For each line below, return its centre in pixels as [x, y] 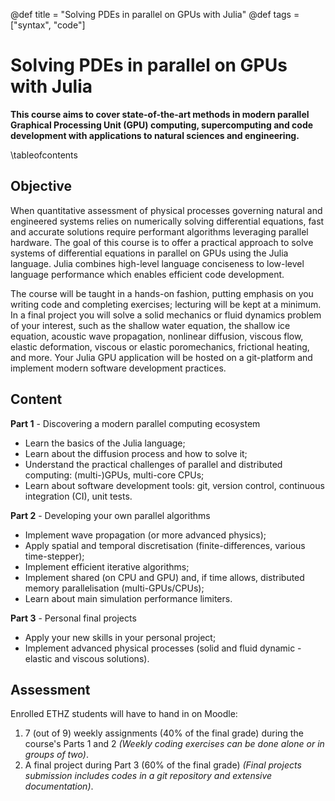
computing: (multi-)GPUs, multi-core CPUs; [114, 475]
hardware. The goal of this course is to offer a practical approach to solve [162, 242]
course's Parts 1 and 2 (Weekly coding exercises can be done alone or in [174, 744]
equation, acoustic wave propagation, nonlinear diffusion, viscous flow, [157, 336]
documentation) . [59, 786]
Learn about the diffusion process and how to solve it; [136, 453]
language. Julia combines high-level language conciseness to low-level [157, 263]
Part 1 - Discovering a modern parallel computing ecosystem [135, 423]
